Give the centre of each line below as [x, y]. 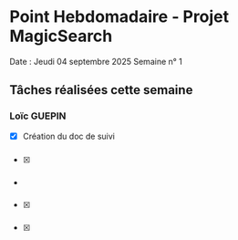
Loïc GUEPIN [38, 116]
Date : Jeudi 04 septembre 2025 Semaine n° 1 [96, 61]
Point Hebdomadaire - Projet [119, 17]
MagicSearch [61, 36]
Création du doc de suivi [69, 136]
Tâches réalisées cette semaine [101, 90]
